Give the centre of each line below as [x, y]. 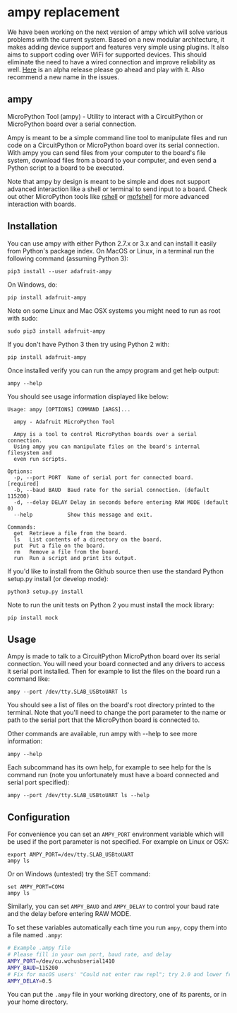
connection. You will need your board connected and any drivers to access [116, 664]
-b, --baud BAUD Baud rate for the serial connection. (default [112, 490]
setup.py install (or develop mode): [58, 578]
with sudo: [23, 318]
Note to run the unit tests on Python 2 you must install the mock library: [111, 605]
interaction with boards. [42, 204]
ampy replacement [63, 12]
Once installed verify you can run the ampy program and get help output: [113, 370]
